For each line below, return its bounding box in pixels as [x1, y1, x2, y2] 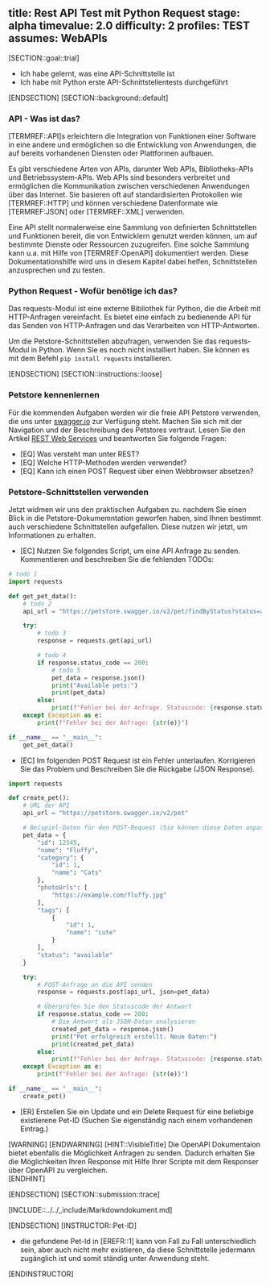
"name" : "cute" [65, 929, 117, 937]
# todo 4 [37, 651, 67, 660]
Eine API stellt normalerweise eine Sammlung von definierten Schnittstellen [8, 223, 257, 232]
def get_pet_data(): [8, 592, 78, 600]
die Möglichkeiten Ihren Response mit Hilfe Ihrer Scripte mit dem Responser [8, 1156, 260, 1166]
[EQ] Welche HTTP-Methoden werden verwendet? [19, 457, 187, 467]
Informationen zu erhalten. [8, 531, 96, 539]
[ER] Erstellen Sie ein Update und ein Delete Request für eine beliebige [19, 1106, 255, 1116]
